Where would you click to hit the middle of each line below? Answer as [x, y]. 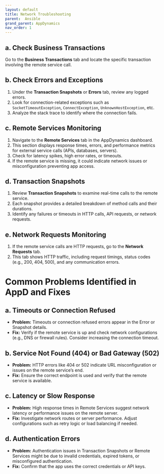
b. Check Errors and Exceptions [54, 80]
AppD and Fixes [38, 292]
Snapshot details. [30, 327]
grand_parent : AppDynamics [33, 23]
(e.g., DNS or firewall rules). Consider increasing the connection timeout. [85, 338]
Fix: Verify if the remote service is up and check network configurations [85, 333]
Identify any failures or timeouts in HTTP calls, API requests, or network [84, 214]
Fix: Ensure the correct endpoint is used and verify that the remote [79, 375]
